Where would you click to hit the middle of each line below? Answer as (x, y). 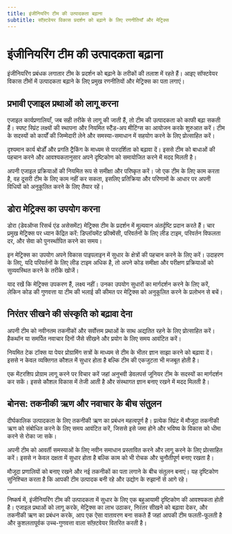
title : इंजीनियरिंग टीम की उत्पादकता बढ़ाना (55, 13)
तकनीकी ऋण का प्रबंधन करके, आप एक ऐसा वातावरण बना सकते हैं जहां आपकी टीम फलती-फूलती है (115, 515)
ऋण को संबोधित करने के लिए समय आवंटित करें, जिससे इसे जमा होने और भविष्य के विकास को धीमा (114, 428)
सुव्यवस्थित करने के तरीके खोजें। (43, 271)
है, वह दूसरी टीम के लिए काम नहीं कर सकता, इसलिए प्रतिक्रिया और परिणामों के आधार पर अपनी (109, 179)
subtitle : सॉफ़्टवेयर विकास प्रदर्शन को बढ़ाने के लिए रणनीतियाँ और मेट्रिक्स (88, 20)
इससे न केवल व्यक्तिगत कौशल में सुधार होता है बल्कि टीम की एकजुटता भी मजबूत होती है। (104, 360)
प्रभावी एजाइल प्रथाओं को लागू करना (63, 103)
